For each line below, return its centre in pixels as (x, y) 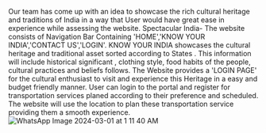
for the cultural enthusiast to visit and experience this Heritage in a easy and (133, 79)
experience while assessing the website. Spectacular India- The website (127, 28)
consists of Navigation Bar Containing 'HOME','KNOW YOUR (107, 36)
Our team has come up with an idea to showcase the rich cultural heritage (129, 11)
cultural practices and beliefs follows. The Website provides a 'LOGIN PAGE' (133, 70)
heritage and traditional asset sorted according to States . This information (130, 53)
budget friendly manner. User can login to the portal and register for (119, 87)
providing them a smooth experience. (69, 112)
